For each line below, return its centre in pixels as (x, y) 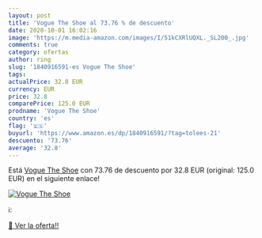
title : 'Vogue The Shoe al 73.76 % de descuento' (92, 23)
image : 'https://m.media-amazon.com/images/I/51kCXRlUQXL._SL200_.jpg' (129, 38)
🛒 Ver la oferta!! (34, 225)
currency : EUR (32, 89)
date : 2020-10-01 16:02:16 (53, 30)
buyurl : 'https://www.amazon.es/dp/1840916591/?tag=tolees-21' (115, 133)
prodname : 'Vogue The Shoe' (55, 111)
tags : (17, 74)
